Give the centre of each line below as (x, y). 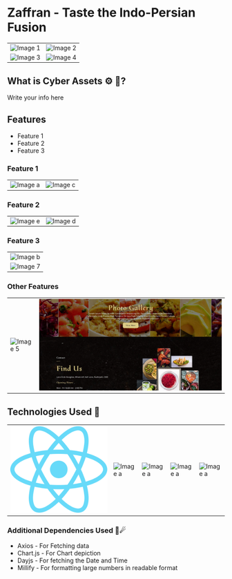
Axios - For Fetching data (53, 545)
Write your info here (36, 97)
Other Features (33, 286)
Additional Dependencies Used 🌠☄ (67, 531)
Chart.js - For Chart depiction (59, 553)
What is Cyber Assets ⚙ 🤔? (67, 81)
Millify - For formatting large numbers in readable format (97, 567)
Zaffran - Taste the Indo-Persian (101, 13)
